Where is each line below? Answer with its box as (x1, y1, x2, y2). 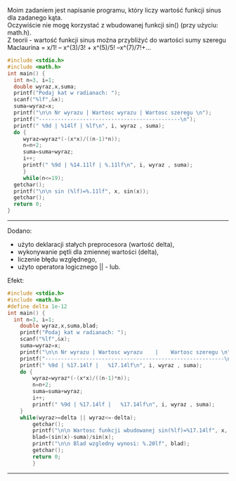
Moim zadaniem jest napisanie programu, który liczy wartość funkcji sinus (7, 6, 221, 14)
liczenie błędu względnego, (17, 255, 97, 263)
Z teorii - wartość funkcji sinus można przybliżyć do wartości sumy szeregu (7, 36, 227, 44)
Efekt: (7, 276, 25, 284)
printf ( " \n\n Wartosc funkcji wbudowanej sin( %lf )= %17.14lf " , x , (32, 427, 228, 435)
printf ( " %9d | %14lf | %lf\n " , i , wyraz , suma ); (13, 122, 165, 129)
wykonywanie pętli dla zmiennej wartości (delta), (17, 248, 159, 256)
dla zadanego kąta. (7, 13, 63, 22)
